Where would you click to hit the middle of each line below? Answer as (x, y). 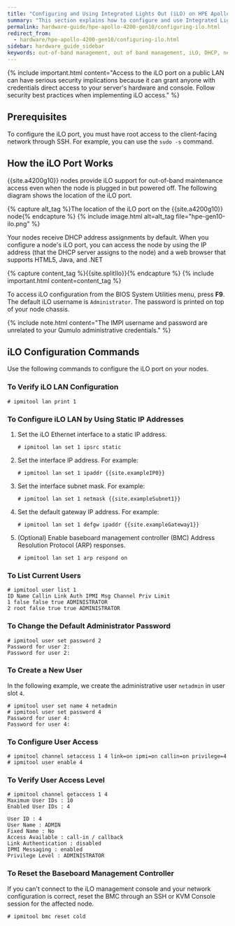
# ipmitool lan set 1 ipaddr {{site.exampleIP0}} (91, 473)
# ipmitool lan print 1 (42, 401)
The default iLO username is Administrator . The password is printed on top (116, 301)
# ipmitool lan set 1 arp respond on (72, 558)
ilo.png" (19, 223)
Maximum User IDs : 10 (40, 801)
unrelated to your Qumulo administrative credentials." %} (89, 330)
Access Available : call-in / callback (65, 838)
